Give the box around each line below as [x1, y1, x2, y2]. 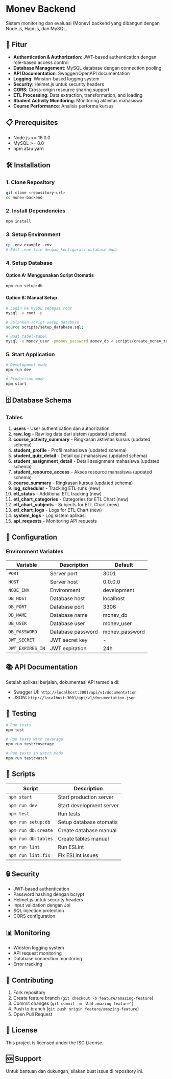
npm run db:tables [8, 835, 53, 841]
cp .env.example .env [6, 243, 52, 248]
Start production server [58, 793, 114, 801]
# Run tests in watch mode [6, 750, 63, 756]
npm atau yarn [13, 145, 44, 152]
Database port [50, 603, 85, 610]
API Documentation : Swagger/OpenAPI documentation [13, 70, 130, 76]
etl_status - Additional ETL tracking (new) [13, 491, 102, 497]
